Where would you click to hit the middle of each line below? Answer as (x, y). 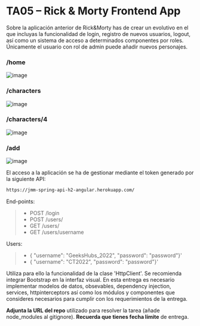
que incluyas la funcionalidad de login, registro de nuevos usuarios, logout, (99, 34)
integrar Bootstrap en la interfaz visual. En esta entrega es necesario (90, 280)
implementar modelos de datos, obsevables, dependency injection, (89, 286)
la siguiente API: (26, 179)
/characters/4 (27, 119)
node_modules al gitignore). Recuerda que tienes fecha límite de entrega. (98, 317)
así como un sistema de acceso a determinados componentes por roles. (95, 40)
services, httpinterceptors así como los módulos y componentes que (90, 292)
